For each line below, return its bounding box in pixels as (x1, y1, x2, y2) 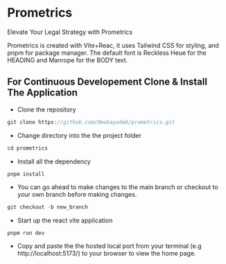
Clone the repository (17, 105, 76, 114)
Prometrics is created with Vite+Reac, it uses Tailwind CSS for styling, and (7, 41, 220, 49)
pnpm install (7, 170, 45, 177)
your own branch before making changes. (17, 191, 137, 199)
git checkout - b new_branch (7, 204, 89, 211)
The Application (7, 87, 78, 98)
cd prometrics (7, 144, 49, 152)
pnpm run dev (7, 230, 45, 237)
